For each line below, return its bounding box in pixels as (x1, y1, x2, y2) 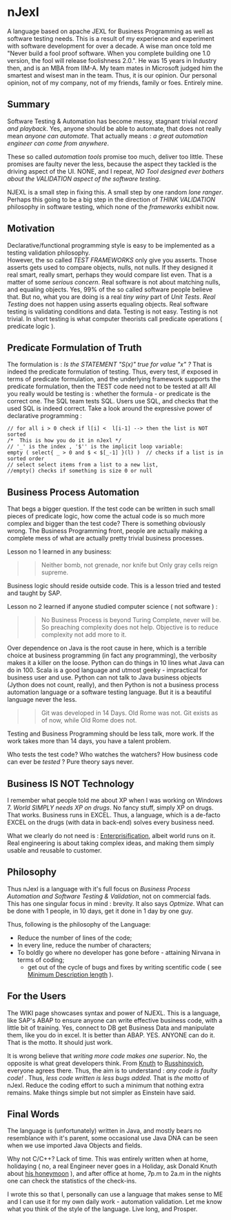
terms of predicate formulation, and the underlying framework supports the (7, 375, 221, 383)
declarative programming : (7, 412, 83, 420)
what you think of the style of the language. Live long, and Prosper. (7, 1205, 198, 1213)
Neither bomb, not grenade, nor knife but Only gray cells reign (41, 561, 219, 570)
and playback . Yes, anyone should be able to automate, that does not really (7, 124, 222, 132)
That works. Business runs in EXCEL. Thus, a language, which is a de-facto (7, 811, 221, 819)
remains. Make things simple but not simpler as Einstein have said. (7, 1088, 196, 1097)
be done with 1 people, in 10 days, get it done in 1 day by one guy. (7, 907, 193, 915)
